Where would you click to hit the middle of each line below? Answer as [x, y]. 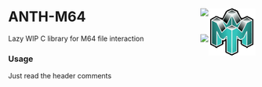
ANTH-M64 [47, 17]
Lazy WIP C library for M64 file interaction [76, 38]
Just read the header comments [60, 76]
